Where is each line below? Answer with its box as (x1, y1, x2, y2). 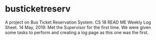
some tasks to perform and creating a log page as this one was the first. (5, 29, 149, 35)
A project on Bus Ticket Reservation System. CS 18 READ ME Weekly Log (5, 19, 151, 25)
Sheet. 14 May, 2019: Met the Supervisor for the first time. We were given (5, 24, 151, 30)
